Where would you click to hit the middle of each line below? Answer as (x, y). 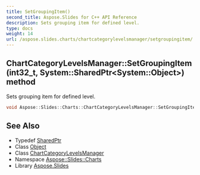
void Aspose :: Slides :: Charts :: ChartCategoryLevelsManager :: (82, 107)
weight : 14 (20, 34)
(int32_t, (22, 73)
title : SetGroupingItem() (38, 12)
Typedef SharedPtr (38, 140)
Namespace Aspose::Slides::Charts (58, 159)
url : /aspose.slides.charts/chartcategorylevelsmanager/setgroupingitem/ (100, 39)
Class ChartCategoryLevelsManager (59, 153)
